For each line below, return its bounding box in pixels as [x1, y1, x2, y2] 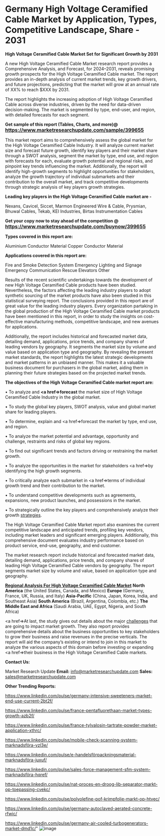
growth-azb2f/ [5, 713, 35, 719]
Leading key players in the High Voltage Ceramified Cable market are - [5, 193, 152, 200]
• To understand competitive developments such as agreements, [5, 492, 137, 498]
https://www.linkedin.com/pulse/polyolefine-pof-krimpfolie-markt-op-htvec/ [5, 796, 160, 802]
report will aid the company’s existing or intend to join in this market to [5, 639, 147, 645]
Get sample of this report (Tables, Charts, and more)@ [5, 121, 118, 127]
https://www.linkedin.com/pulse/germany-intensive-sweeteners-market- [5, 692, 152, 698]
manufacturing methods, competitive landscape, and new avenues [24, 318, 159, 324]
